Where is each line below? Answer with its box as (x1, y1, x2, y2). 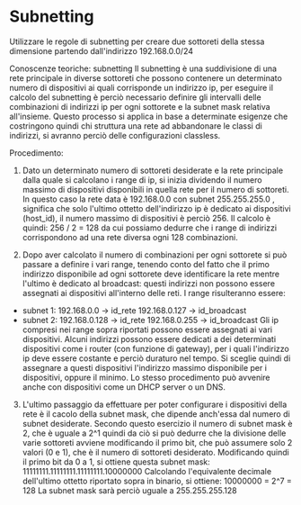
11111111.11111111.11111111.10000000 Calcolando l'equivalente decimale (22, 465, 272, 476)
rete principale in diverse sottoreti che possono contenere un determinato (9, 72, 283, 83)
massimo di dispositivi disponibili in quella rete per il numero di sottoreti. (22, 184, 289, 194)
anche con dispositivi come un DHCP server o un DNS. (22, 381, 226, 392)
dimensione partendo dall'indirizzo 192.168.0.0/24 (9, 45, 194, 56)
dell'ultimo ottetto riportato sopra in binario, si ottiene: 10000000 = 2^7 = (22, 475, 292, 486)
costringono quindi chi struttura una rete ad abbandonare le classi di (9, 120, 262, 131)
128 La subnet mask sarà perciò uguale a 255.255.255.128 (22, 484, 237, 496)
